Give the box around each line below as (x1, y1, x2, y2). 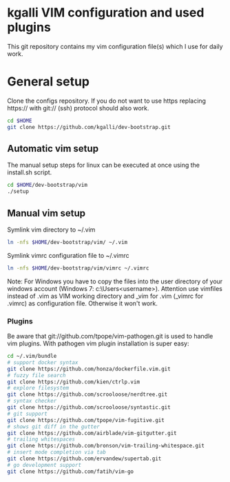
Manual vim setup (7, 207, 86, 219)
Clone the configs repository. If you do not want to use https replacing (7, 97, 207, 105)
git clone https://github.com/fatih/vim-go (7, 468, 134, 475)
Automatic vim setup (7, 143, 98, 154)
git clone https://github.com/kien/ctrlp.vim (7, 378, 140, 385)
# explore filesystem (7, 385, 70, 392)
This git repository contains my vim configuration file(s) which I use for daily (7, 42, 223, 50)
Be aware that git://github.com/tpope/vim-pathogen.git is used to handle (7, 332, 213, 341)
